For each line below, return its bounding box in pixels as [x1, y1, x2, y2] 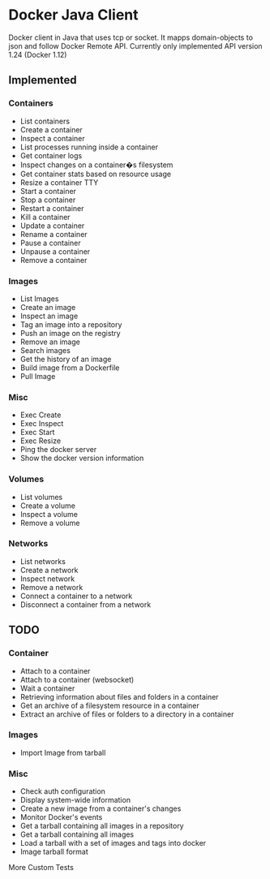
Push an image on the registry [19, 328, 121, 338]
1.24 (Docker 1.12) [8, 50, 67, 59]
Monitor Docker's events [19, 812, 103, 822]
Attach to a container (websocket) [19, 674, 135, 684]
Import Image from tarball [19, 748, 106, 757]
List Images [19, 294, 59, 304]
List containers [19, 116, 71, 126]
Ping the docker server [19, 445, 97, 455]
